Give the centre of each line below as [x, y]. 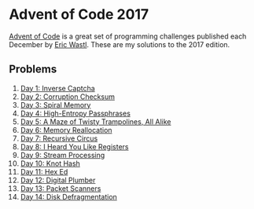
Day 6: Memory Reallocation [66, 130]
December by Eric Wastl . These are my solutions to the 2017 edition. [120, 44]
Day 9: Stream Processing [63, 155]
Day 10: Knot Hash [50, 163]
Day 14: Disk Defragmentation [68, 196]
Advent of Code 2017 [79, 15]
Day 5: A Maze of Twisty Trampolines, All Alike [96, 121]
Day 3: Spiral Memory [55, 104]
